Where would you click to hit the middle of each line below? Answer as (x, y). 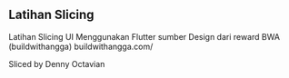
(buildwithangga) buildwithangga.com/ (81, 46)
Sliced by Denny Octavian (57, 63)
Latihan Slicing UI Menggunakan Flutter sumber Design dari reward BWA (144, 36)
